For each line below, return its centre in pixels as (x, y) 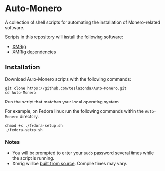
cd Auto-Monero (21, 92)
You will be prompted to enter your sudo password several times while (83, 153)
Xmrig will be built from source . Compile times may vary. (69, 164)
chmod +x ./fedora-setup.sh (34, 125)
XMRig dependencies (34, 52)
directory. (29, 116)
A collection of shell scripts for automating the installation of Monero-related (82, 22)
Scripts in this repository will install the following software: (64, 37)
